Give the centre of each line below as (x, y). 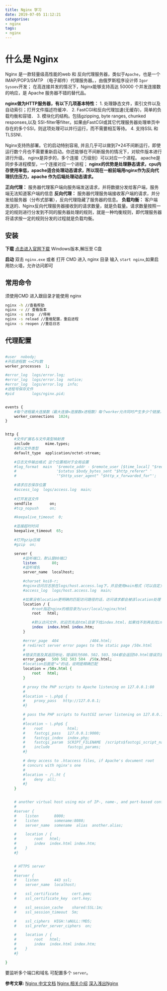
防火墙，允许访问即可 (31, 265)
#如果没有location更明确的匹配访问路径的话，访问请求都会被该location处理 (92, 599)
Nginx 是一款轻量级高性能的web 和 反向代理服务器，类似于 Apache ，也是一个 (83, 74)
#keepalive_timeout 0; (39, 517)
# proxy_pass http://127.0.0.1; (62, 701)
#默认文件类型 (26, 448)
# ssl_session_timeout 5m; (46, 912)
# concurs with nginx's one (52, 765)
